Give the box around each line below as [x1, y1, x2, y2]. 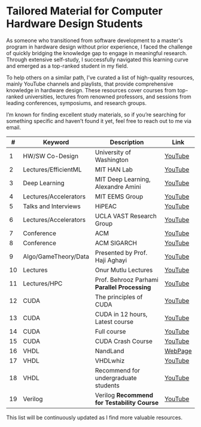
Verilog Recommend [95, 391, 154, 399]
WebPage [164, 347, 192, 355]
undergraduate [95, 374, 137, 382]
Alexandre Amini [95, 182, 142, 191]
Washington [95, 155, 129, 164]
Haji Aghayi [95, 256, 127, 264]
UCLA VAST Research [95, 212, 157, 220]
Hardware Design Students [6, 17, 143, 31]
